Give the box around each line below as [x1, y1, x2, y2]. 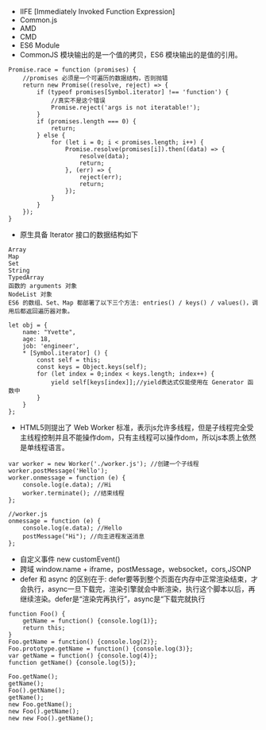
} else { [37, 131, 66, 139]
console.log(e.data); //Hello [22, 524, 123, 532]
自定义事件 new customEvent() [19, 554, 121, 564]
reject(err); [79, 173, 123, 181]
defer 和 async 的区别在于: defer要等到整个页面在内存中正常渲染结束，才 [19, 574, 258, 584]
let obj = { [8, 321, 48, 329]
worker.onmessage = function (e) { [8, 474, 126, 482]
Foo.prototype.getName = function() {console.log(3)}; [8, 645, 194, 653]
